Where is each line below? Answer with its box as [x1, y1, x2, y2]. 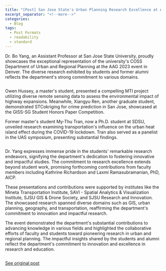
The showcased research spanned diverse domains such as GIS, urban [5, 200, 151, 206]
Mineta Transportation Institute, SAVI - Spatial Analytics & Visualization [5, 189, 149, 195]
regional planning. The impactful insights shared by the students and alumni [5, 235, 160, 241]
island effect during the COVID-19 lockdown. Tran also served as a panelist [5, 129, 158, 135]
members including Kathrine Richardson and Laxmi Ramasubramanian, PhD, [5, 169, 160, 175]
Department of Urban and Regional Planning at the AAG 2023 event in [5, 63, 148, 69]
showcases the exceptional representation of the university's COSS [5, 58, 142, 64]
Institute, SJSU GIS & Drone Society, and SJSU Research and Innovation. [5, 194, 153, 200]
